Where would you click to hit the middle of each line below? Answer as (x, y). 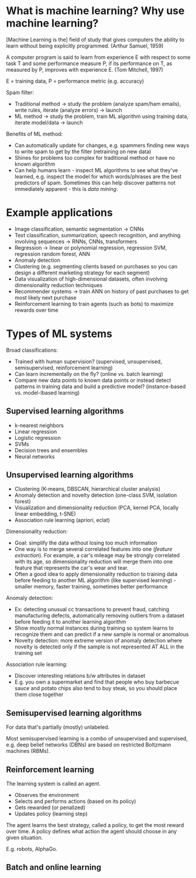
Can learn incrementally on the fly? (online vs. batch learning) (89, 374)
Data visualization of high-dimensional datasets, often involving (91, 279)
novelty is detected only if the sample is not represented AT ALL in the (99, 647)
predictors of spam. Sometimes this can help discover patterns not (95, 183)
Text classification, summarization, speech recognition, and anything (97, 235)
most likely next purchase (46, 297)
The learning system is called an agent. (54, 784)
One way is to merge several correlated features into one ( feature (93, 549)
